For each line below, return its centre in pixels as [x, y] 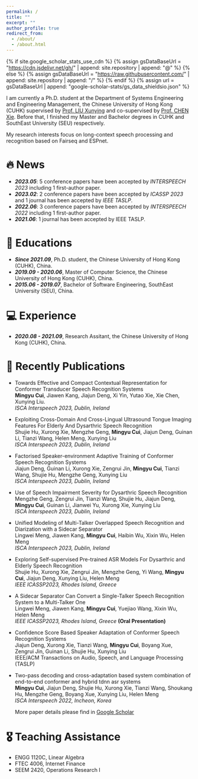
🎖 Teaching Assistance [64, 737]
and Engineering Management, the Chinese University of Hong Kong [90, 104]
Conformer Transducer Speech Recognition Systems [79, 389]
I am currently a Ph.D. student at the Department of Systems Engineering [95, 98]
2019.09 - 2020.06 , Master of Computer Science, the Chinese [91, 272]
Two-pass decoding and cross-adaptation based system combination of [103, 675]
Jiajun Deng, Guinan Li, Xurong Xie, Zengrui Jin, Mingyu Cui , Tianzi [97, 468]
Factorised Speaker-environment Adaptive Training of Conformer [94, 456]
